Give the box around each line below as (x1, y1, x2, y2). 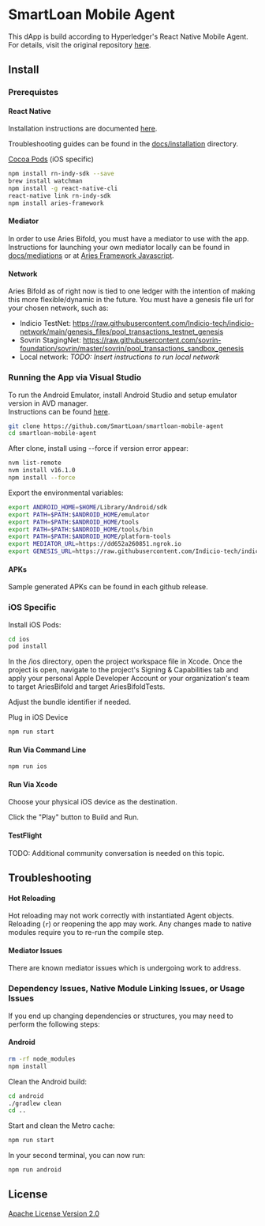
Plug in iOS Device (8, 713, 69, 722)
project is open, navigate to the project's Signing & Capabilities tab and (8, 665, 239, 675)
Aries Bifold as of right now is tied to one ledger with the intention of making (8, 286, 256, 296)
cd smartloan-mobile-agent (8, 429, 97, 437)
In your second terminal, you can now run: (8, 1151, 146, 1160)
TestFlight (8, 831, 43, 840)
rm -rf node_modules (8, 1054, 77, 1063)
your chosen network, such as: (8, 303, 109, 313)
